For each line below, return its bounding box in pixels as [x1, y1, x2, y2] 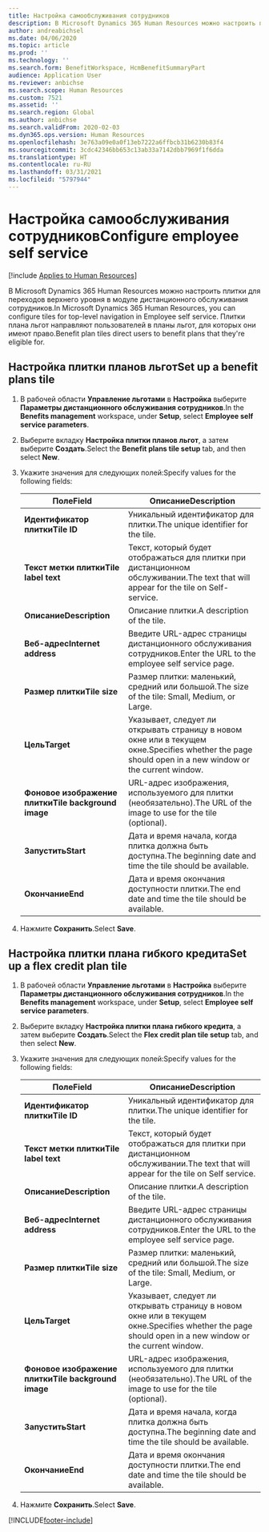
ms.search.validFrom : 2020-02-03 [8, 123, 120, 131]
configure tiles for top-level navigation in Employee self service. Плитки [8, 312, 246, 321]
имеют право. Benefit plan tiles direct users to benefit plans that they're [8, 328, 246, 338]
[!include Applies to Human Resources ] [8, 270, 138, 280]
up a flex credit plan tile [8, 959, 127, 973]
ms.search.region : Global [8, 109, 94, 117]
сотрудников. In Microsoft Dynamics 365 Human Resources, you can [8, 303, 236, 312]
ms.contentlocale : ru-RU [8, 161, 91, 169]
